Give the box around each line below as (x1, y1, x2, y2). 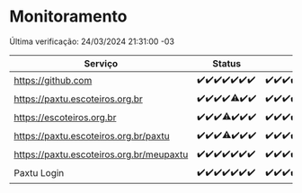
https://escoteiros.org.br (13, 111, 117, 124)
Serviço (84, 57, 119, 69)
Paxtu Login (13, 167, 65, 180)
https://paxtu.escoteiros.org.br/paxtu (13, 130, 171, 143)
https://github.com (13, 75, 93, 87)
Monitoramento (9, 6, 128, 27)
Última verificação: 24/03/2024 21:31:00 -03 (9, 36, 175, 47)
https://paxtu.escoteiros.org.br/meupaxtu (13, 148, 189, 161)
